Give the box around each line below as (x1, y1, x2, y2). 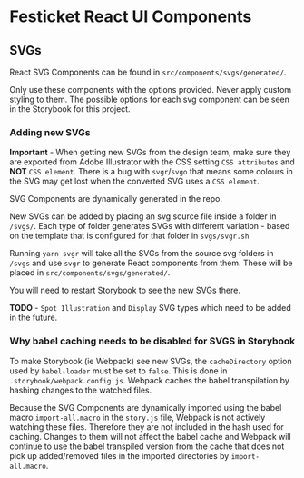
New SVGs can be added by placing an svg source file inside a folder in (9, 211, 277, 222)
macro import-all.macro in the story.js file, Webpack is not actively (9, 412, 266, 423)
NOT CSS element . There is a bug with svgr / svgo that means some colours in (9, 166, 293, 177)
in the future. (9, 312, 58, 324)
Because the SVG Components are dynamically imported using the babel (9, 402, 282, 413)
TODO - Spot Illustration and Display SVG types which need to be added (9, 303, 292, 314)
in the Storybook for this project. (9, 104, 131, 115)
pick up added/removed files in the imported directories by (9, 450, 230, 461)
